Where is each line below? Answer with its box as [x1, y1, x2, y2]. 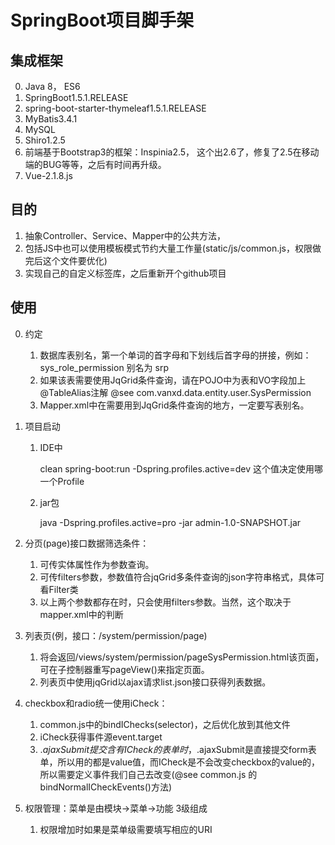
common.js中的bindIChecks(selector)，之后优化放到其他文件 [39, 718, 291, 730]
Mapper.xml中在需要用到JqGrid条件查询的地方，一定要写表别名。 [39, 399, 310, 411]
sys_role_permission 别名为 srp [39, 361, 169, 373]
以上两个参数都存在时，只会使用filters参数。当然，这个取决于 [39, 596, 292, 608]
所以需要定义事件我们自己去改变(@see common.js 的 [39, 768, 258, 780]
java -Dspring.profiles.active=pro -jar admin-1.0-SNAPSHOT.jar [39, 516, 302, 528]
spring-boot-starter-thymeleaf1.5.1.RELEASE [24, 102, 207, 114]
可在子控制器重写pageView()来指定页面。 [39, 663, 210, 675]
